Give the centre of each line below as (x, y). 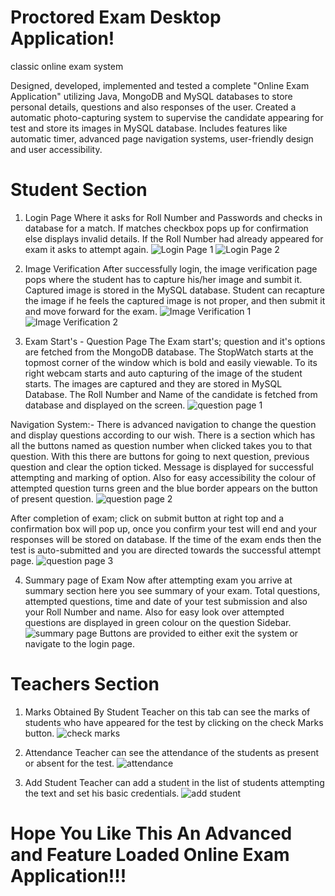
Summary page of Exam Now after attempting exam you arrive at (158, 580)
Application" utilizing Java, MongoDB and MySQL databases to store (151, 96)
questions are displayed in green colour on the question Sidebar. (158, 622)
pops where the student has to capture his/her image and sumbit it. (163, 279)
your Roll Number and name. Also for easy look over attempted (154, 612)
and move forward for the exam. (91, 311)
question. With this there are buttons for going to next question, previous (160, 456)
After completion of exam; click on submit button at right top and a (147, 518)
